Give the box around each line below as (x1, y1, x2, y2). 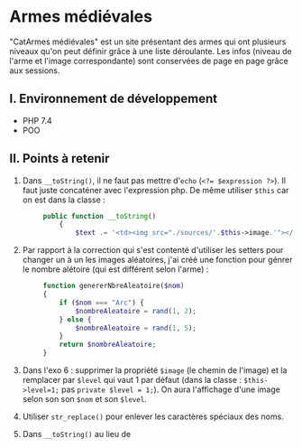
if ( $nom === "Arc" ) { (59, 298, 144, 307)
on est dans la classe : (22, 194, 105, 205)
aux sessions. (9, 65, 60, 76)
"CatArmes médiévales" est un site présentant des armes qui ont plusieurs (9, 36, 287, 47)
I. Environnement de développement (9, 91, 218, 107)
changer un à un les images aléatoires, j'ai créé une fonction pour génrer (22, 255, 293, 266)
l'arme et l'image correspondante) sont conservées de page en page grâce (9, 55, 288, 66)
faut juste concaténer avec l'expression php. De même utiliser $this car (22, 184, 289, 195)
